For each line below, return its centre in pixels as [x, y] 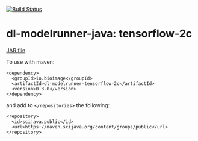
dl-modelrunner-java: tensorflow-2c [99, 34]
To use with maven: [30, 62]
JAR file [16, 50]
